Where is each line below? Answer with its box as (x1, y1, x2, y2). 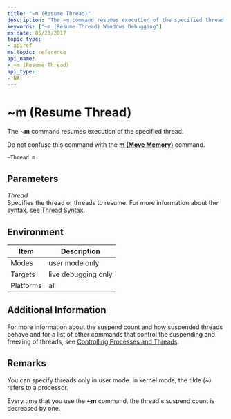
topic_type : (7, 36, 41, 43)
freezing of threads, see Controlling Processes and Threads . (7, 337, 180, 346)
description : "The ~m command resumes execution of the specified (7, 17, 203, 24)
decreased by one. (7, 404, 61, 412)
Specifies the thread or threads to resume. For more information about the (7, 199, 219, 207)
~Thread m (7, 154, 36, 161)
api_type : (7, 68, 36, 75)
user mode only (48, 258, 100, 267)
